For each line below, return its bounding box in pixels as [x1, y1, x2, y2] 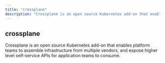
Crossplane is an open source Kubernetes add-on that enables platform [5, 42, 150, 48]
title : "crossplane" [5, 7, 48, 12]
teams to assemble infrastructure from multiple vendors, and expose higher [5, 47, 158, 53]
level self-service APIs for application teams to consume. [5, 53, 121, 59]
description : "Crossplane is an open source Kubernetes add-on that [5, 12, 148, 16]
